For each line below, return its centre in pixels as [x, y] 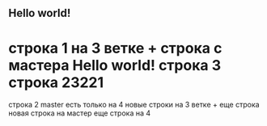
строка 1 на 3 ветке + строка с [115, 48]
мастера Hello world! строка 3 [114, 65]
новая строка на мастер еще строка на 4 [80, 113]
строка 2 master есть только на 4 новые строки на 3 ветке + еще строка [134, 105]
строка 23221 [56, 82]
